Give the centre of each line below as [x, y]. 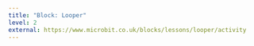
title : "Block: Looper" [48, 15]
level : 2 [23, 23]
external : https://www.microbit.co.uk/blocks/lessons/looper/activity [127, 30]
